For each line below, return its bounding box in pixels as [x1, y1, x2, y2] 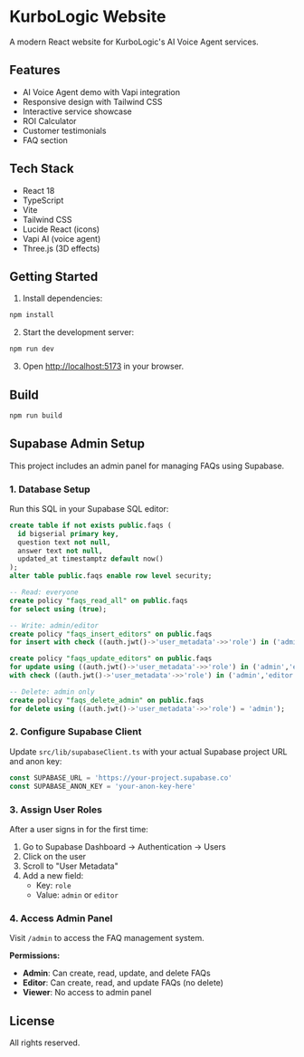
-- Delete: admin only [9, 687, 95, 697]
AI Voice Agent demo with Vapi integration [22, 86, 181, 97]
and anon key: [9, 755, 62, 766]
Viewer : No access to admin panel [22, 987, 152, 998]
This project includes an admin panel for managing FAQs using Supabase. [9, 460, 285, 471]
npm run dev [9, 344, 54, 354]
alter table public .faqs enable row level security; [9, 572, 213, 581]
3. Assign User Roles [9, 803, 102, 816]
